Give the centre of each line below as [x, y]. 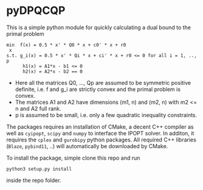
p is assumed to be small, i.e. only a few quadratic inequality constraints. [106, 115]
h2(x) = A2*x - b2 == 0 [53, 71]
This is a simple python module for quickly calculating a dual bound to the [99, 27]
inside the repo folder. [34, 180]
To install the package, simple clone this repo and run [73, 158]
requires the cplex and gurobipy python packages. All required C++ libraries [101, 140]
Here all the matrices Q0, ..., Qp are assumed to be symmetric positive [103, 83]
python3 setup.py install [39, 169]
